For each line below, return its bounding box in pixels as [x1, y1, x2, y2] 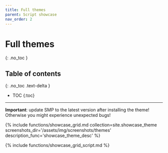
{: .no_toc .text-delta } [5, 83, 50, 89]
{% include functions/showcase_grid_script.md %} [5, 142, 110, 148]
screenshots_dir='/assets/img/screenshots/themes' [5, 127, 111, 133]
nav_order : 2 [5, 17, 32, 22]
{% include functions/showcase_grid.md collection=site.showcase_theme [5, 122, 157, 128]
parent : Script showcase [5, 12, 57, 17]
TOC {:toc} [12, 92, 35, 98]
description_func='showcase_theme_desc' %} [5, 132, 101, 138]
